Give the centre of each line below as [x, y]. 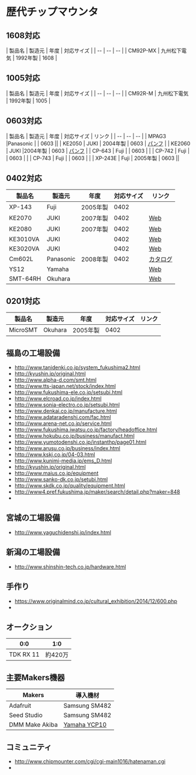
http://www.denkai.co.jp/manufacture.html [66, 411]
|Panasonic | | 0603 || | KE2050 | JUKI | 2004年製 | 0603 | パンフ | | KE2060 [98, 143]
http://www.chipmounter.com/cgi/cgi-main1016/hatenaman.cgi [90, 761]
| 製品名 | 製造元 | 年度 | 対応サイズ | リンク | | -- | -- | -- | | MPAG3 [86, 136]
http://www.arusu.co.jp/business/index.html [68, 448]
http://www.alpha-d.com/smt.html [55, 380]
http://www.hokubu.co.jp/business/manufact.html [74, 436]
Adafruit [20, 706]
